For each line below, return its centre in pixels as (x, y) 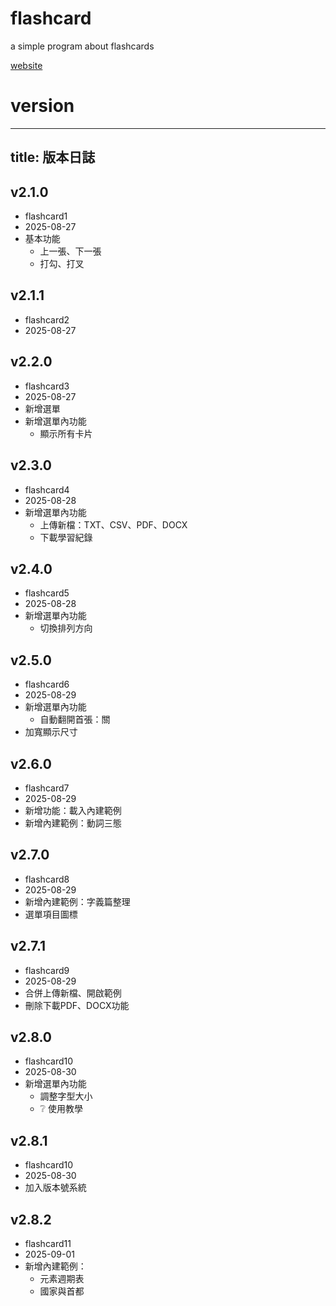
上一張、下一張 (70, 251)
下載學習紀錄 (66, 537)
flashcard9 (47, 970)
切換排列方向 (66, 628)
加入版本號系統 (55, 1188)
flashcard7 (47, 788)
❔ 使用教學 (61, 1109)
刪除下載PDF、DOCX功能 (77, 1005)
